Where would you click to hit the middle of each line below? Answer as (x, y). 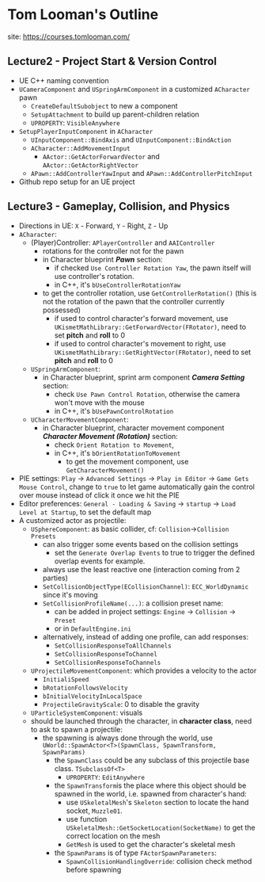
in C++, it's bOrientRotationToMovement (117, 452)
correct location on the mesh (113, 836)
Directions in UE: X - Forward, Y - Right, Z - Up (93, 225)
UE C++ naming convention (64, 80)
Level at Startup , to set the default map (85, 512)
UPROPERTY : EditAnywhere (106, 777)
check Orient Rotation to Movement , (114, 445)
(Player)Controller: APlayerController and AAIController (123, 242)
